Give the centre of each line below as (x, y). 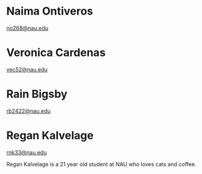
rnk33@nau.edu (27, 152)
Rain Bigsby (37, 94)
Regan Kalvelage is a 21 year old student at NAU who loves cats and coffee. (101, 164)
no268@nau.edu (27, 28)
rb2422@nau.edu (28, 111)
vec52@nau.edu (27, 69)
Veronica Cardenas (56, 53)
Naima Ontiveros (50, 11)
